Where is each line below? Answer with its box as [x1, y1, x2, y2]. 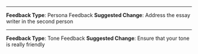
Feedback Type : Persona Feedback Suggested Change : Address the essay [6, 12, 190, 18]
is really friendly [6, 41, 45, 48]
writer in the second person [6, 18, 74, 25]
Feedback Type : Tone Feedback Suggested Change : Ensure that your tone [6, 35, 190, 42]
